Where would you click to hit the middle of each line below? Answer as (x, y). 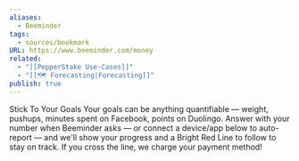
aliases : (25, 17)
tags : (19, 34)
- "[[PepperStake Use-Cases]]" (75, 68)
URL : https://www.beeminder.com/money (81, 51)
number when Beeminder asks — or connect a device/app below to (133, 128)
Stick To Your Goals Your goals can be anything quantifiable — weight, (139, 109)
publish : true (36, 84)
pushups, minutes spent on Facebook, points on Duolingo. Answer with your (149, 118)
